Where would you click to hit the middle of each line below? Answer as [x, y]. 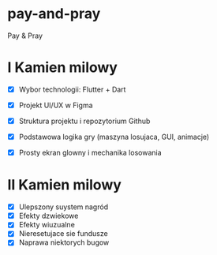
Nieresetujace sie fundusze [63, 234]
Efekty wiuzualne [47, 225]
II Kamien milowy [64, 185]
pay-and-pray [54, 14]
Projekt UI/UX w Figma [56, 105]
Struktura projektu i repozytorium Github [84, 121]
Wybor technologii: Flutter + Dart [72, 89]
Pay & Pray [25, 36]
